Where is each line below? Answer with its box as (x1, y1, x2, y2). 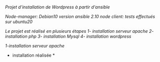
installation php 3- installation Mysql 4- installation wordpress (5, 34, 131, 39)
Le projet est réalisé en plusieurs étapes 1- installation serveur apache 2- (5, 28, 154, 34)
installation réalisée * (12, 52, 55, 58)
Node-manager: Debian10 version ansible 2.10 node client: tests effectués (5, 14, 155, 19)
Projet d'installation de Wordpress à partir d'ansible (5, 4, 110, 10)
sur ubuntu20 (5, 19, 33, 24)
